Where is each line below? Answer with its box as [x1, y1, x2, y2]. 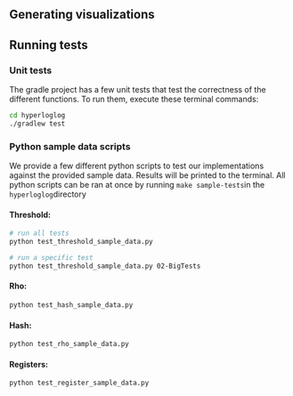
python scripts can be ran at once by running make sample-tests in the [9, 180, 265, 190]
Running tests [9, 37, 89, 53]
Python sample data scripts [9, 140, 131, 152]
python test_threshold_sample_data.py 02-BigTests [9, 262, 201, 271]
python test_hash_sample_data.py [9, 301, 134, 310]
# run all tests [9, 229, 69, 238]
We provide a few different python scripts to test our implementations [9, 160, 265, 172]
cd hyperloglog [9, 111, 66, 120]
